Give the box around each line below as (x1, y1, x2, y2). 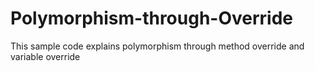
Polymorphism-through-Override (10, 7, 294, 30)
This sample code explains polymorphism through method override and (10, 40, 305, 52)
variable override (10, 50, 81, 62)
